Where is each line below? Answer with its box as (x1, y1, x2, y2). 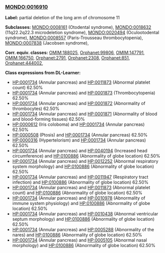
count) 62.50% (12, 85, 43, 91)
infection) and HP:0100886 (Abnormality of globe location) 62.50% (12, 179, 149, 185)
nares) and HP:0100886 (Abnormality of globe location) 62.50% (12, 232, 142, 238)
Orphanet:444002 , (5, 60, 43, 66)
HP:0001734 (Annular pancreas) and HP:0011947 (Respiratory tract (12, 174, 149, 180)
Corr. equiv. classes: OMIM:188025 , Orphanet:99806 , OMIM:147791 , (5, 50, 145, 55)
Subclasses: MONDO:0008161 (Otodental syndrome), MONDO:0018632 (5, 24, 152, 30)
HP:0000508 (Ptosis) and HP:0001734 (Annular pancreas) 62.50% (12, 132, 148, 138)
